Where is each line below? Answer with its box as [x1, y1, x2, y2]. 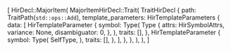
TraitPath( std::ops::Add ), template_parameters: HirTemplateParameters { [7, 13, 220, 22]
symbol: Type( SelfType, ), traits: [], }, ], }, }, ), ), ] [7, 36, 150, 44]
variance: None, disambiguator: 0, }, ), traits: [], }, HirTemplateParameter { [7, 28, 221, 36]
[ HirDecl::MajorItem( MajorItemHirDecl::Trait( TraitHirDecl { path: [7, 6, 196, 14]
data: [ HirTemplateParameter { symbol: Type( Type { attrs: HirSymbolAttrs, [7, 21, 225, 29]
